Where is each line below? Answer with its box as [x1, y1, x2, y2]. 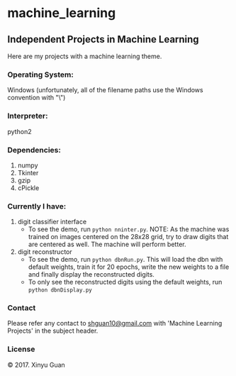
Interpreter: [7, 111, 48, 121]
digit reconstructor [17, 248, 72, 256]
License [7, 344, 35, 354]
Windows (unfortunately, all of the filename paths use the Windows [7, 86, 203, 94]
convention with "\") [7, 94, 66, 102]
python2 [7, 127, 32, 136]
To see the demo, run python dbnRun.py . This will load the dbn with [28, 255, 223, 264]
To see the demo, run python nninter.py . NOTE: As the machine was [28, 225, 230, 233]
